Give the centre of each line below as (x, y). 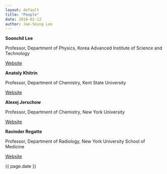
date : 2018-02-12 (23, 19)
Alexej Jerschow (23, 102)
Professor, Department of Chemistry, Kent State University (66, 83)
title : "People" (22, 15)
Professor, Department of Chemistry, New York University (65, 112)
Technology (18, 53)
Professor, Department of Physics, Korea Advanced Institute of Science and (84, 48)
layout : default (22, 10)
